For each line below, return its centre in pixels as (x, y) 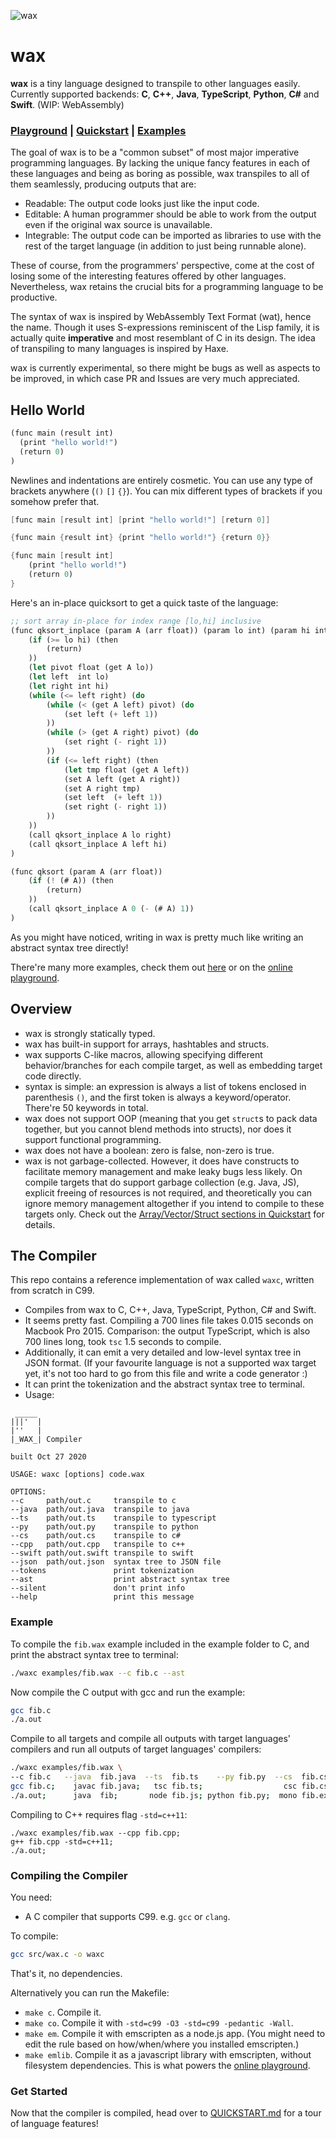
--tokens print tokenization (102, 1571)
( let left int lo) (69, 677)
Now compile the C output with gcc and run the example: (128, 1692)
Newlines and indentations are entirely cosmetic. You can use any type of (161, 480)
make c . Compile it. (63, 2012)
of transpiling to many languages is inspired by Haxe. (119, 349)
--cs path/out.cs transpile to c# (96, 1536)
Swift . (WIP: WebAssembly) (67, 104)
